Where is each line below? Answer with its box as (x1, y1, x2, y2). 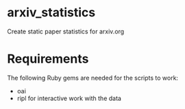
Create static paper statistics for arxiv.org (7, 27, 125, 35)
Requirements (7, 51, 89, 67)
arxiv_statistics (7, 5, 96, 20)
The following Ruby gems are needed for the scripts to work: (7, 74, 179, 82)
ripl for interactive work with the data (16, 94, 122, 102)
